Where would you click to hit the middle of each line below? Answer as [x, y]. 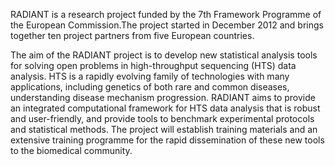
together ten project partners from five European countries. [132, 35]
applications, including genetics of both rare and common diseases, [150, 87]
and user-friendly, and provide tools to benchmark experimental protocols [162, 118]
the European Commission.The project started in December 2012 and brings [167, 25]
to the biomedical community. [71, 150]
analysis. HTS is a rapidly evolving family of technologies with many [150, 76]
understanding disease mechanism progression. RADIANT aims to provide [163, 97]
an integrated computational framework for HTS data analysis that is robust [165, 108]
